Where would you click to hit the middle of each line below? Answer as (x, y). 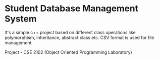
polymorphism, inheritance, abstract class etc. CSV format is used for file (79, 38)
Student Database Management (72, 9)
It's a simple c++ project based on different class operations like (70, 32)
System (21, 19)
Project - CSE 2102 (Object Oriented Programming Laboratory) (68, 52)
